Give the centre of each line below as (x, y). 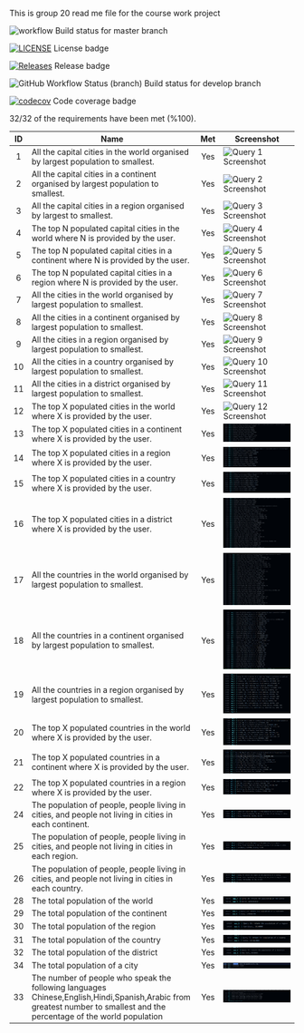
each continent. (61, 824)
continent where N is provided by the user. (110, 260)
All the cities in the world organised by (102, 295)
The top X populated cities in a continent (107, 429)
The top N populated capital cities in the (105, 228)
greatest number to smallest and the (99, 1007)
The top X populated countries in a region (109, 783)
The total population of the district (95, 952)
